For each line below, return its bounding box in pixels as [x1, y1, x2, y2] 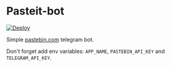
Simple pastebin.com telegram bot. [6, 36, 94, 43]
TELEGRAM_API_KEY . [6, 54, 52, 61]
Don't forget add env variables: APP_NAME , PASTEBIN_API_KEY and [6, 47, 166, 55]
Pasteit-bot [6, 4, 65, 18]
